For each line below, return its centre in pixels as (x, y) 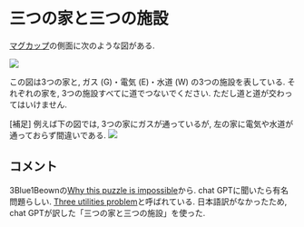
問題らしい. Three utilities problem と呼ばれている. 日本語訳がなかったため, (148, 202)
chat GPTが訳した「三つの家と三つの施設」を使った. (108, 212)
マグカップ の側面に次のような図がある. (83, 45)
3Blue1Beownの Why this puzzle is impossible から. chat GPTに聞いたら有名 (149, 190)
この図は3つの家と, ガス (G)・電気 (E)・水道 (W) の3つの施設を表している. (147, 82)
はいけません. (42, 104)
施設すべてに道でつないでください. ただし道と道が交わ (183, 93)
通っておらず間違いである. (58, 135)
